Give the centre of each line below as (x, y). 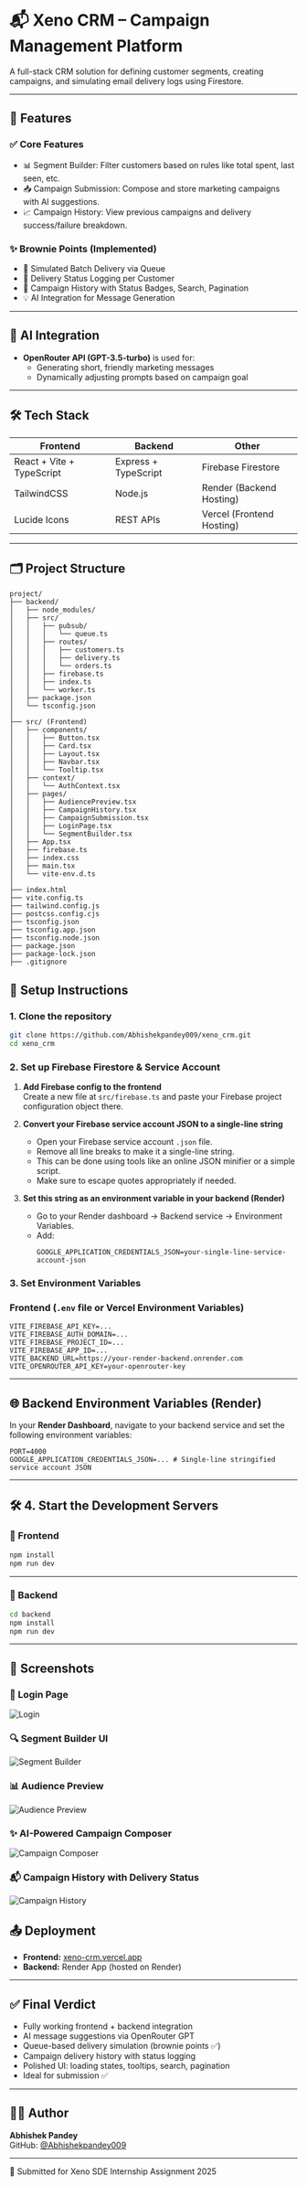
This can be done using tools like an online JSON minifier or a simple (165, 1161)
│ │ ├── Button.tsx (55, 738)
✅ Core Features (47, 144)
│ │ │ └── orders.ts (61, 666)
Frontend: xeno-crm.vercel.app (82, 1957)
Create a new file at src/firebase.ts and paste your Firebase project (152, 1097)
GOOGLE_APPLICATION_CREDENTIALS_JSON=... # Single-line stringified (143, 1460)
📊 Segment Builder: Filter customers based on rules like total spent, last (159, 165)
